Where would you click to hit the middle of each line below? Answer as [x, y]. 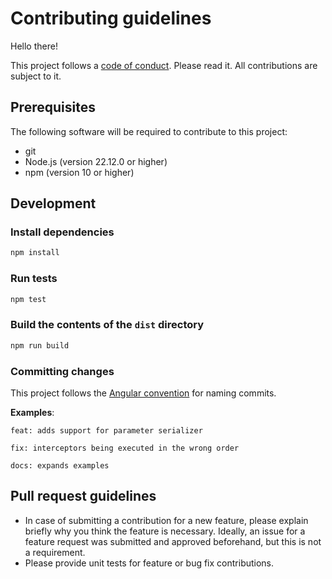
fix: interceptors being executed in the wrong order [125, 448]
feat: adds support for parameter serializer [106, 430]
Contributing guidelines [111, 18]
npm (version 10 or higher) [79, 172]
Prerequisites [53, 107]
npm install [35, 253]
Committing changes [62, 371]
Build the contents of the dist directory [107, 325]
